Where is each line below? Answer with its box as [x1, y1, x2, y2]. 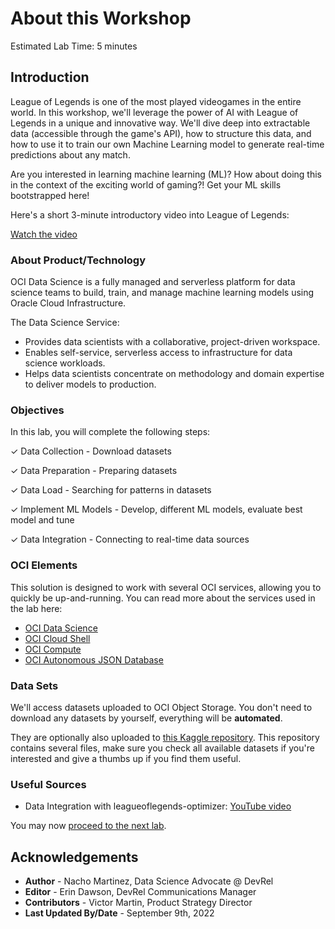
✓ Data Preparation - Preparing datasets [10, 465, 178, 477]
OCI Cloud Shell [24, 632, 91, 644]
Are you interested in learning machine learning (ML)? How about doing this [10, 168, 322, 180]
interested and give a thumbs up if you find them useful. [10, 752, 242, 764]
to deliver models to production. [24, 378, 157, 391]
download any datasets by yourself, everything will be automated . [10, 712, 283, 724]
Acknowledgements [10, 848, 139, 866]
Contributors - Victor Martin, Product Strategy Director [24, 897, 253, 909]
